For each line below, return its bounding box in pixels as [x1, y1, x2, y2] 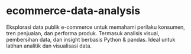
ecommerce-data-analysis [6, 4, 141, 18]
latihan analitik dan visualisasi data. [6, 42, 92, 49]
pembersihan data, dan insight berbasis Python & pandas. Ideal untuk [6, 36, 176, 43]
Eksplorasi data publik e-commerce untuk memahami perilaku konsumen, [6, 23, 185, 31]
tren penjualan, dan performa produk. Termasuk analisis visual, [6, 29, 160, 36]
